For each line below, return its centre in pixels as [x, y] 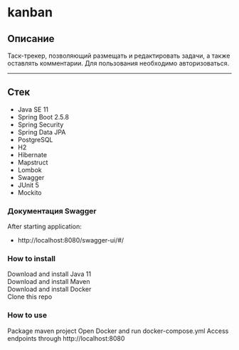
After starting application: [44, 227]
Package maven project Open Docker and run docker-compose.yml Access [118, 331]
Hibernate [32, 154]
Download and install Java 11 [49, 274]
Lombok [30, 170]
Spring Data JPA [42, 132]
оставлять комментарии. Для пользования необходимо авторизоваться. [118, 63]
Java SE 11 [33, 109]
